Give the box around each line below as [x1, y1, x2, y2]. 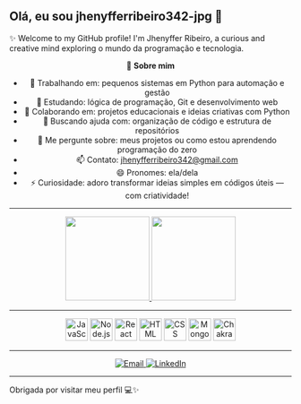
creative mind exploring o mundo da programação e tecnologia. [9, 42, 245, 54]
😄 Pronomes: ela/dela [116, 167, 199, 177]
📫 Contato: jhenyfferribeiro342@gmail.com [75, 154, 239, 165]
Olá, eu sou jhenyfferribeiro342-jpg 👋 [9, 9, 223, 24]
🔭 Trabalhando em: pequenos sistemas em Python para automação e [30, 77, 285, 88]
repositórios [134, 125, 180, 135]
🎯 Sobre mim [125, 60, 176, 71]
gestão [144, 87, 170, 98]
